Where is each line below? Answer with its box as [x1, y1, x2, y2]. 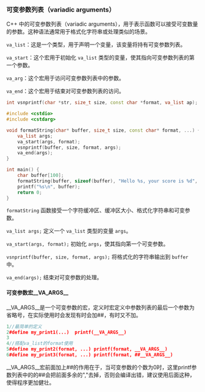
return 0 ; [17, 189, 43, 196]
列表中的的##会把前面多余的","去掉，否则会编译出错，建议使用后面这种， [11, 371, 195, 379]
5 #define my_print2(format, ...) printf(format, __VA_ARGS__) [6, 346, 168, 352]
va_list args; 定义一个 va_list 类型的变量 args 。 [6, 227, 132, 235]
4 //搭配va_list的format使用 [6, 340, 73, 347]
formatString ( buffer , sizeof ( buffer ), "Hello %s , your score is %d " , [17, 178, 198, 184]
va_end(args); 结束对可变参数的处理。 [6, 274, 103, 281]
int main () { [6, 166, 40, 173]
